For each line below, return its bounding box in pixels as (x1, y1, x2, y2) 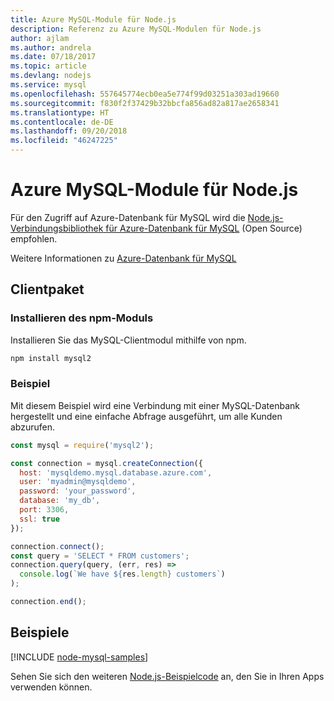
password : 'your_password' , (19, 486, 137, 496)
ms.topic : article (10, 61, 87, 71)
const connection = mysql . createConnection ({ (10, 458, 203, 468)
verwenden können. (10, 681, 93, 693)
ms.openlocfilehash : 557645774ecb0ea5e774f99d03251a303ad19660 (10, 89, 280, 99)
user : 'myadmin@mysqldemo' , (19, 477, 137, 487)
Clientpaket (10, 281, 85, 298)
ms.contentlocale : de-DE (10, 117, 114, 127)
